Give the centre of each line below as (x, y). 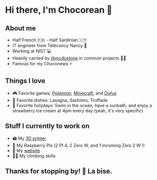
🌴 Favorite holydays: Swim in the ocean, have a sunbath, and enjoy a (82, 105)
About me (20, 28)
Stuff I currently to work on (47, 126)
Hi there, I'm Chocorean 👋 (59, 10)
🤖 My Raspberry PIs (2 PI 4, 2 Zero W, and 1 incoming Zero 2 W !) (78, 145)
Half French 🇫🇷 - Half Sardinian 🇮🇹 (50, 40)
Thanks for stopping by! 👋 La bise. (59, 171)
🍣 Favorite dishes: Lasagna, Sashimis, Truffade (60, 100)
